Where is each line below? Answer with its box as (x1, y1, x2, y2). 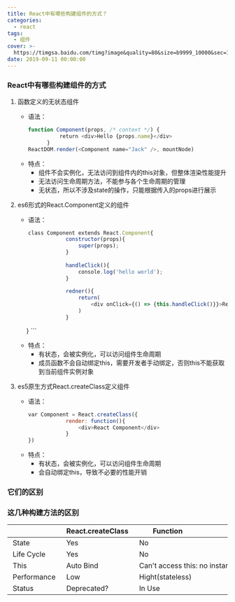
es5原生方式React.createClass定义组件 (17, 382, 130, 391)
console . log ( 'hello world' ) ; (78, 268, 163, 275)
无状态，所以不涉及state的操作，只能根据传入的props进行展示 (38, 185, 217, 194)
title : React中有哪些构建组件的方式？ (7, 10, 108, 17)
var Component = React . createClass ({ (27, 411, 138, 418)
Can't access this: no (138, 561, 208, 570)
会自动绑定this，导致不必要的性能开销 (38, 468, 148, 477)
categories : (7, 17, 42, 24)
